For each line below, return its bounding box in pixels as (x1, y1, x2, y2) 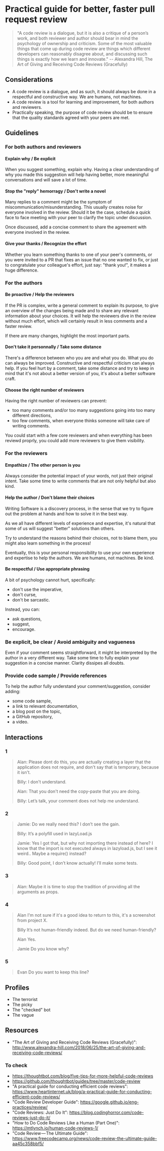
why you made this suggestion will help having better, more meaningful (5, 172, 149, 177)
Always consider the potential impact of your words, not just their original (5, 473, 153, 479)
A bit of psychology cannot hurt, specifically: (5, 577, 95, 583)
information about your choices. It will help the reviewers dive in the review (5, 313, 156, 319)
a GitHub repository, (12, 714, 53, 720)
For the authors (5, 279, 43, 286)
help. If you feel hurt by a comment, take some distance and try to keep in (5, 365, 154, 371)
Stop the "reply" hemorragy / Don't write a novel (5, 188, 106, 194)
